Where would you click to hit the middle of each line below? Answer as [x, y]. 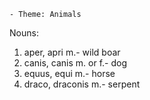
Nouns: [24, 33]
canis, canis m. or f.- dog [75, 63]
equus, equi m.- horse [69, 73]
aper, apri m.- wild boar [72, 52]
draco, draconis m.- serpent [82, 84]
